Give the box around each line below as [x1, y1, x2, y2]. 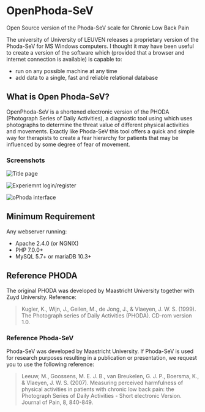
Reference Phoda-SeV [6, 333, 74, 342]
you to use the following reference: [6, 360, 95, 368]
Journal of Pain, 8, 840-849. [21, 398, 94, 406]
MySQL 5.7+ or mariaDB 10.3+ [15, 252, 92, 260]
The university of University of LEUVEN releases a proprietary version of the [6, 36, 199, 43]
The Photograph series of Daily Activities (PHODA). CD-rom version [21, 311, 192, 319]
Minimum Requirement [6, 211, 95, 222]
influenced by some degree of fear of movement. [6, 141, 130, 148]
